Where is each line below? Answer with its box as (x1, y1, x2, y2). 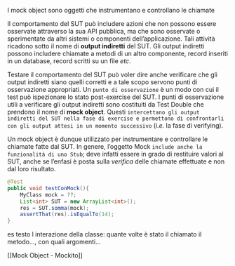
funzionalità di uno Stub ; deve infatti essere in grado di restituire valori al (7, 150, 224, 158)
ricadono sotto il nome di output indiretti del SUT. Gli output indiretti (7, 42, 205, 50)
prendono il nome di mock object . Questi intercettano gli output (7, 108, 200, 116)
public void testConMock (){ (7, 185, 90, 192)
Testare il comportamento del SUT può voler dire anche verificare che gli (7, 70, 217, 79)
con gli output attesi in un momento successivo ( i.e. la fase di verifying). (7, 121, 224, 129)
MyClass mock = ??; (20, 191, 77, 199)
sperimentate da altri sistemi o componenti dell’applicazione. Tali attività (7, 34, 215, 43)
